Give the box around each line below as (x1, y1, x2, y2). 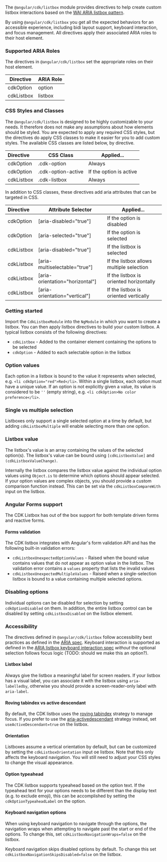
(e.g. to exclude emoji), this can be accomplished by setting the (5, 793, 135, 799)
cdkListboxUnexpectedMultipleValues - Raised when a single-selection (12, 571, 157, 577)
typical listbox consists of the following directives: (5, 329, 108, 335)
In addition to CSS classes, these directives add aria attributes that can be (5, 189, 157, 195)
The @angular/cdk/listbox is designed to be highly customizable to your (5, 119, 153, 124)
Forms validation (5, 529, 41, 535)
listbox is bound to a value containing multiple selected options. (12, 576, 143, 582)
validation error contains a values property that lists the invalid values (12, 565, 155, 572)
